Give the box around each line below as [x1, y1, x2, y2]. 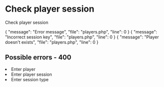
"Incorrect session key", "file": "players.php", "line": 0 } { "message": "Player [5, 34, 159, 40]
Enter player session [11, 71, 52, 77]
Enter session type [11, 76, 49, 82]
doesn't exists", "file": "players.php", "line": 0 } [5, 39, 99, 45]
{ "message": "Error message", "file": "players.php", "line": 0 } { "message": [5, 29, 157, 35]
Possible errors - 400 [5, 53, 72, 62]
